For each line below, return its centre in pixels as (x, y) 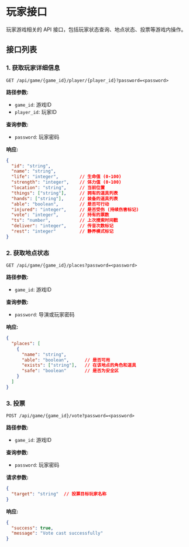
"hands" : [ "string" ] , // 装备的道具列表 (65, 198)
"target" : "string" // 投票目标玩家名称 (59, 494)
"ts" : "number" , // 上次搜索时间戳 (65, 221)
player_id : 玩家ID (36, 112)
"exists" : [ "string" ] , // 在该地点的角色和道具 (79, 365)
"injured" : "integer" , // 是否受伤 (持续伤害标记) (75, 210)
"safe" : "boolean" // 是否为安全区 (70, 371)
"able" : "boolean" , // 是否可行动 (60, 204)
